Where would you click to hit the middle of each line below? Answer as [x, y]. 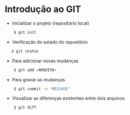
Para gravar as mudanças [38, 79]
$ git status [25, 51]
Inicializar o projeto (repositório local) [51, 23]
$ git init [25, 32]
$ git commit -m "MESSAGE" [42, 89]
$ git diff [25, 107]
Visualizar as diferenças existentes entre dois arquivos [68, 98]
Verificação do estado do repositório [50, 42]
